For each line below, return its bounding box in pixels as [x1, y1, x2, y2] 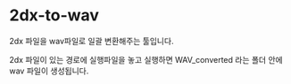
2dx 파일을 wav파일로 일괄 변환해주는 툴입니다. [9, 35, 174, 46]
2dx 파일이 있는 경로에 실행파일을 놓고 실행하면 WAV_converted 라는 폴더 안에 [9, 54, 283, 65]
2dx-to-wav [9, 5, 100, 26]
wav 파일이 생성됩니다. [9, 65, 89, 76]
